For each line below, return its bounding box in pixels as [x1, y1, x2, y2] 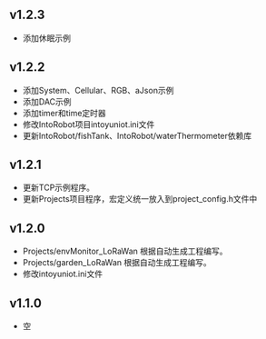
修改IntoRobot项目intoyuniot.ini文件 [22, 118, 155, 130]
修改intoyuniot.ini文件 [22, 268, 103, 280]
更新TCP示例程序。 [22, 182, 95, 194]
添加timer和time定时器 [22, 107, 106, 118]
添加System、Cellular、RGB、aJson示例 [22, 85, 174, 95]
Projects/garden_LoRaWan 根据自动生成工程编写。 [22, 257, 212, 268]
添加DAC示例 [22, 95, 72, 107]
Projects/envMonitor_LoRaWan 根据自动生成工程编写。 [22, 245, 228, 257]
